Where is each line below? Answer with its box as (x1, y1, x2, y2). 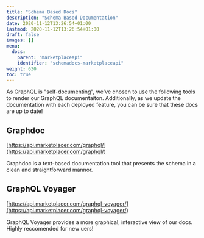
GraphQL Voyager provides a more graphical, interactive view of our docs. (6, 218, 193, 226)
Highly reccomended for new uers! (6, 225, 94, 232)
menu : (6, 43, 20, 49)
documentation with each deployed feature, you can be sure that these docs (6, 101, 199, 109)
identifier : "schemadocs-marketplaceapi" (17, 60, 124, 66)
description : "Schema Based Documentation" (6, 15, 119, 21)
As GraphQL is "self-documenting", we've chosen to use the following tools (6, 88, 196, 95)
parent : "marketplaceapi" (17, 54, 83, 60)
